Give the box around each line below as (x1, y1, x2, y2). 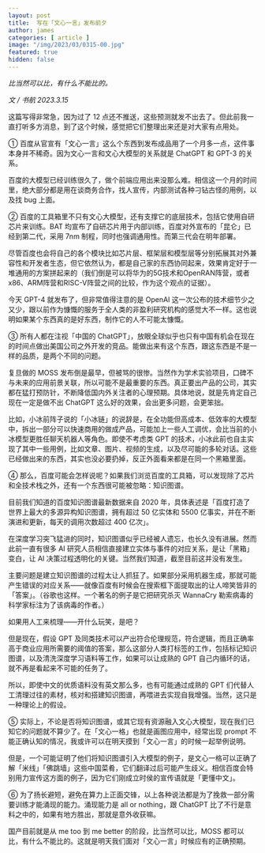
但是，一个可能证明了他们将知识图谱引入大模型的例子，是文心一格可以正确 (8, 753, 250, 763)
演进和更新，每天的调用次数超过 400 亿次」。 (8, 517, 154, 527)
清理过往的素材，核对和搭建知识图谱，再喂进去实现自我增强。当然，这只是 (14, 689, 257, 700)
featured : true (8, 48, 58, 56)
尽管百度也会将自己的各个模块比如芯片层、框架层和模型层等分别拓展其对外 (8, 248, 250, 258)
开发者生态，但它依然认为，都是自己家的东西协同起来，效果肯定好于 (28, 258, 250, 267)
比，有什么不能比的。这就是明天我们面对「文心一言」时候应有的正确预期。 (8, 836, 250, 846)
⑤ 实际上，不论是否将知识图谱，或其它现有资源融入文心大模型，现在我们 (8, 716, 248, 726)
